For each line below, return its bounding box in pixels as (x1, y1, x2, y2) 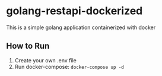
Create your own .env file (14, 56, 77, 64)
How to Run (6, 41, 50, 51)
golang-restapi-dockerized (6, 4, 143, 18)
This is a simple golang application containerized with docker (6, 24, 156, 31)
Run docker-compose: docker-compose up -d (14, 63, 125, 70)
